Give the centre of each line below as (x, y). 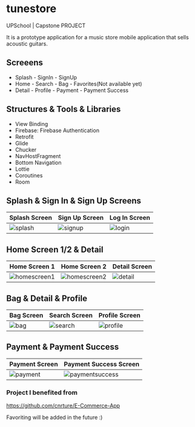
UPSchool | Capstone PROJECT (46, 25)
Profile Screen (119, 315)
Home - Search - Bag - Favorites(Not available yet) (78, 84)
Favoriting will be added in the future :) (55, 417)
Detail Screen (132, 266)
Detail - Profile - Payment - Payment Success (72, 90)
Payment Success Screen (102, 364)
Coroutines (29, 175)
